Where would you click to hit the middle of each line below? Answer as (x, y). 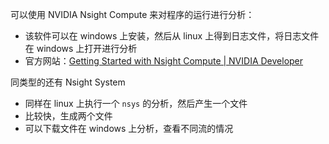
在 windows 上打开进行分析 (81, 48)
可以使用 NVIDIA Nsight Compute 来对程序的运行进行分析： (132, 14)
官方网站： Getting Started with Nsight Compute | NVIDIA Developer (164, 61)
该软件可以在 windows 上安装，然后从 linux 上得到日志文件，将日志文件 (172, 36)
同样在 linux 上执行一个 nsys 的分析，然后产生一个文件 (136, 103)
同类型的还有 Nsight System (68, 82)
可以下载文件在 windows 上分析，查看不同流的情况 (129, 128)
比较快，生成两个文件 (68, 116)
